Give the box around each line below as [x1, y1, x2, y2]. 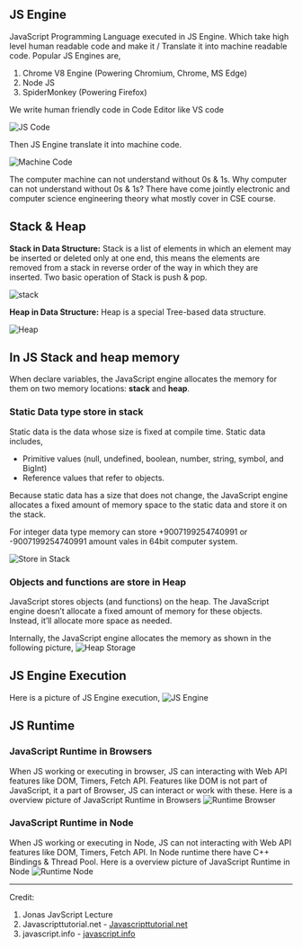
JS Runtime [9, 719, 75, 734]
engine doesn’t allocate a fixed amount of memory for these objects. [9, 606, 263, 617]
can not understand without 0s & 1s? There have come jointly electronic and [9, 183, 290, 194]
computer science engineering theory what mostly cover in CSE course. [9, 192, 276, 203]
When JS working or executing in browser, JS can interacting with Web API [9, 765, 288, 776]
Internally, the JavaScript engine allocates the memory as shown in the [9, 633, 271, 644]
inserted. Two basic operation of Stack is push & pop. [9, 272, 208, 282]
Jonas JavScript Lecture [22, 908, 114, 920]
